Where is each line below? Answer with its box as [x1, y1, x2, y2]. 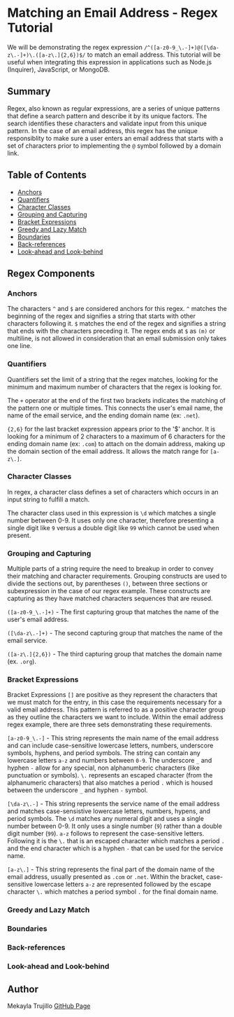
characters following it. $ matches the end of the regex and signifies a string [7, 319, 226, 328]
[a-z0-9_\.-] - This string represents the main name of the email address [7, 734, 219, 742]
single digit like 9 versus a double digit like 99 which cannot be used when [7, 523, 220, 532]
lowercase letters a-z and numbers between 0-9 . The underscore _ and [7, 756, 212, 765]
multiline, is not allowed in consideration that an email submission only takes [7, 334, 227, 343]
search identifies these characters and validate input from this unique [7, 119, 207, 127]
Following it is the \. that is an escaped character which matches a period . [7, 837, 225, 845]
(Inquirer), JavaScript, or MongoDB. [7, 65, 110, 74]
